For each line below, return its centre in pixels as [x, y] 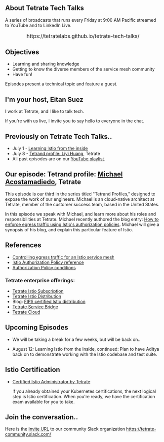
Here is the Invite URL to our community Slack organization [65, 429]
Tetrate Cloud [26, 312]
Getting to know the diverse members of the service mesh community [83, 69]
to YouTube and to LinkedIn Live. [38, 25]
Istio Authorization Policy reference [48, 262]
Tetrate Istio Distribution [37, 296]
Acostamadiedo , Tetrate [43, 182]
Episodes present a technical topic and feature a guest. [61, 84]
